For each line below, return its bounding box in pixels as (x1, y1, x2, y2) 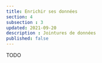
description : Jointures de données (6, 30, 96, 36)
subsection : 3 (6, 19, 44, 25)
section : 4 (6, 14, 33, 20)
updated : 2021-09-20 (6, 24, 57, 31)
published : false (6, 36, 49, 41)
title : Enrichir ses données (6, 8, 78, 15)
